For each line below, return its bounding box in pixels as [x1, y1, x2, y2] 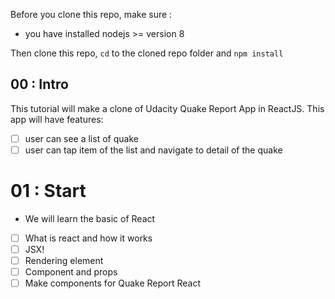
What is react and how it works [24, 232, 153, 244]
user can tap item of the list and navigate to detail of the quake [24, 144, 283, 156]
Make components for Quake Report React [24, 277, 202, 289]
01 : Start [10, 180, 87, 203]
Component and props [24, 266, 118, 278]
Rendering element [24, 255, 104, 266]
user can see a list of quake [24, 132, 139, 144]
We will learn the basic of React [24, 212, 156, 224]
